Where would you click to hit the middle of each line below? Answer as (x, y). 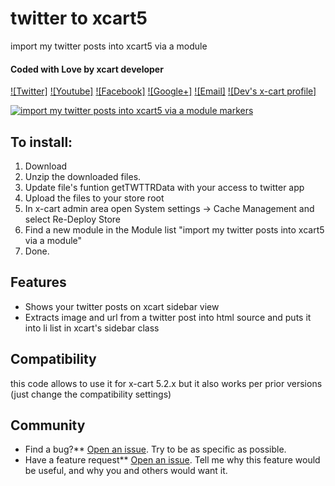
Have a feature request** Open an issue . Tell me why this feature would (172, 460)
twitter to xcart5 (79, 18)
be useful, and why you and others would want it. (126, 471)
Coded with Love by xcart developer (87, 69)
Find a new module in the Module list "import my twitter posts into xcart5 (174, 229)
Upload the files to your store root (94, 198)
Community (48, 425)
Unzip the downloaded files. (83, 176)
